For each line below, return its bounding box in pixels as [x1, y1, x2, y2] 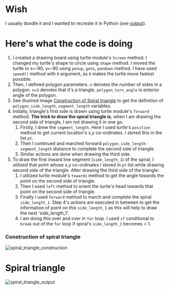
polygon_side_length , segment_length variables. [12, 102, 111, 109]
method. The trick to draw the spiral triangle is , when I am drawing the [12, 113, 161, 120]
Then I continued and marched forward [20, 140, 102, 146]
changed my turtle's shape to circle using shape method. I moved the [12, 60, 155, 66]
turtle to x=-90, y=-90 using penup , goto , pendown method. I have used [12, 65, 157, 71]
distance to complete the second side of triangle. [52, 145, 155, 152]
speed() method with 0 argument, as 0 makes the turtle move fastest [12, 71, 154, 77]
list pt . [20, 135, 34, 141]
